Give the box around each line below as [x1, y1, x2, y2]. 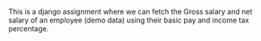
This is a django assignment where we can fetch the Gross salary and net [8, 7, 253, 16]
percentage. [8, 24, 49, 33]
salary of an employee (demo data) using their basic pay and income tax [8, 15, 250, 25]
